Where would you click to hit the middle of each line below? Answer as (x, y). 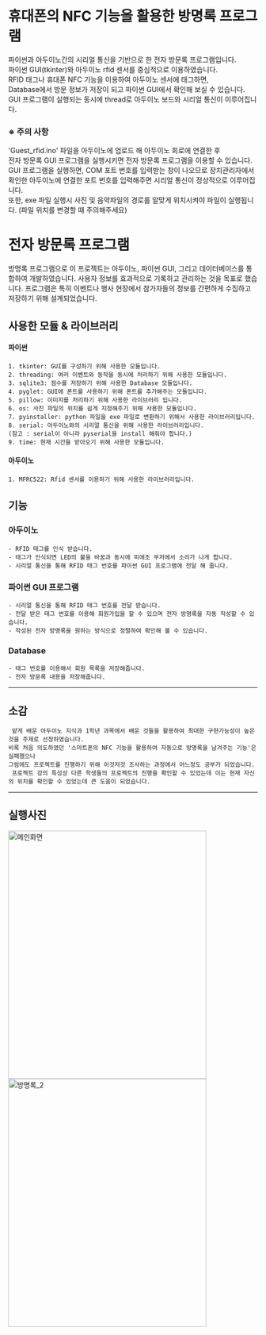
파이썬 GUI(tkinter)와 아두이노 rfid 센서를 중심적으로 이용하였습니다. (113, 69)
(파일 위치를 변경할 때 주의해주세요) (73, 210)
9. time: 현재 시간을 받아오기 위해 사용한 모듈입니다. (86, 442)
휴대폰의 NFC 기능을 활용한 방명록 (112, 16)
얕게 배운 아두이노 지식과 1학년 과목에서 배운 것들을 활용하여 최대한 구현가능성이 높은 (133, 731)
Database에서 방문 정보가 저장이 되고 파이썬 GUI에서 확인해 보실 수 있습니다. (127, 89)
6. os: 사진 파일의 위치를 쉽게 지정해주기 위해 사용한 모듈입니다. (103, 408)
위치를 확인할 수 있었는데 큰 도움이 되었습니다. (84, 782)
